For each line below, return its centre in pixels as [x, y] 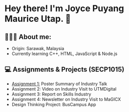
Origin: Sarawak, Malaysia [38, 48]
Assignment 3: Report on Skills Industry [51, 94]
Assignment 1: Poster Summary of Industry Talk [59, 84]
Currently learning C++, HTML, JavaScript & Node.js [64, 54]
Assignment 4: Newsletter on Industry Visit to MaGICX [66, 99]
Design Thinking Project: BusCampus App [54, 104]
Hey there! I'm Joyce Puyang [64, 9]
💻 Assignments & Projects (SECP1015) [64, 69]
